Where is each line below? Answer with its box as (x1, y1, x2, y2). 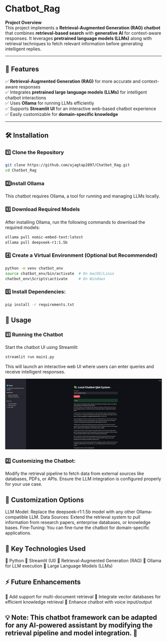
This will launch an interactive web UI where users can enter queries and (5, 364, 154, 370)
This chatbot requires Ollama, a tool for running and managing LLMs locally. (5, 193, 161, 199)
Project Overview (5, 19, 42, 25)
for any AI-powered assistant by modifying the (5, 621, 153, 630)
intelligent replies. (5, 46, 42, 52)
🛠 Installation (5, 131, 49, 140)
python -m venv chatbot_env (5, 266, 64, 271)
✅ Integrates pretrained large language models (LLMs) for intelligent (5, 89, 148, 95)
